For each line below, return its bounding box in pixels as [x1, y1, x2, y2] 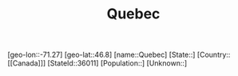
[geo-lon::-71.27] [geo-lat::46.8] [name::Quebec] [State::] [7, 50, 196, 60]
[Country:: [196, 50, 231, 60]
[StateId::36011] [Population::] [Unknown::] [47, 58, 188, 68]
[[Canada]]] [7, 58, 46, 68]
